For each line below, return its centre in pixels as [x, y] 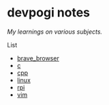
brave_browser [38, 58]
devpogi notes [49, 13]
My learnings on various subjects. [55, 32]
